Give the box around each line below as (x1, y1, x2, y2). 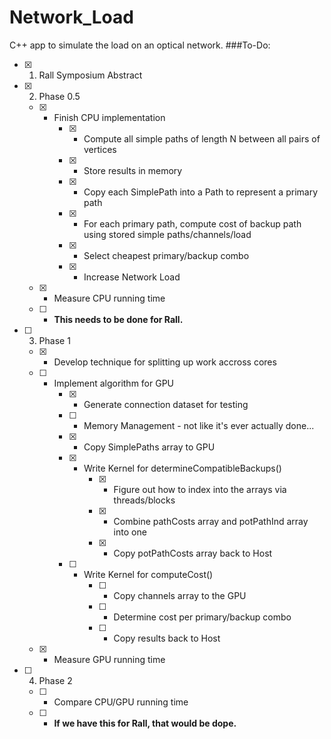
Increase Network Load (83, 271, 181, 283)
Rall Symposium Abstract (38, 69, 143, 81)
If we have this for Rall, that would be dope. (53, 717, 237, 729)
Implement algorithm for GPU (53, 377, 175, 389)
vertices (83, 143, 117, 155)
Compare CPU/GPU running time (53, 696, 189, 708)
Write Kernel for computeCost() (83, 568, 214, 580)
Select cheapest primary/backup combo (83, 249, 250, 261)
